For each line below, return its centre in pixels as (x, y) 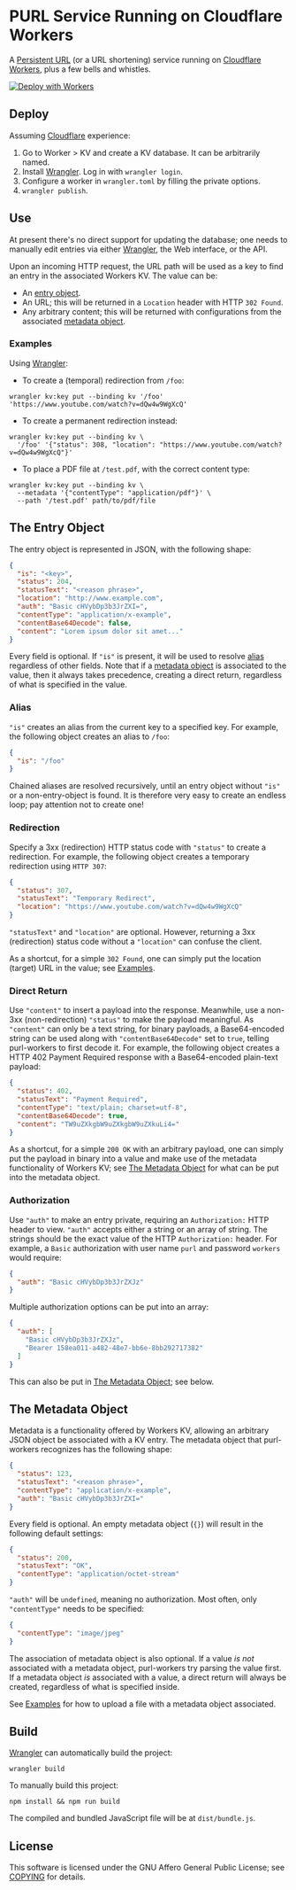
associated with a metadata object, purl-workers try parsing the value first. (145, 1668)
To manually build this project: (64, 1785)
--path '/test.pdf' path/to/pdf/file (87, 501)
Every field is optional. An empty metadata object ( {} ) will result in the (136, 1524)
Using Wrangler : (39, 363)
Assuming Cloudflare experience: (70, 136)
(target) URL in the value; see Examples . (82, 968)
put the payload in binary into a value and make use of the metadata (133, 1159)
